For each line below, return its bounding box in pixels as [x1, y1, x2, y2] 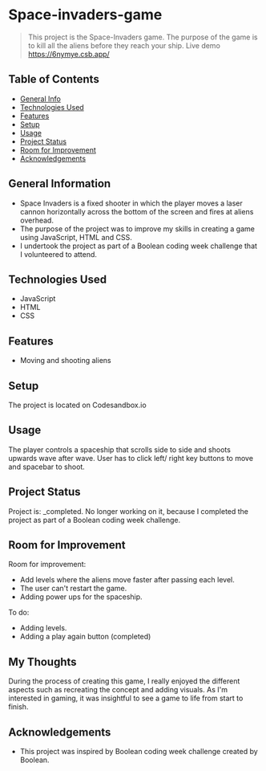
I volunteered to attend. [19, 249, 98, 259]
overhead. [19, 215, 54, 225]
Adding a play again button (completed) [19, 632, 151, 642]
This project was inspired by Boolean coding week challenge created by [19, 747, 258, 757]
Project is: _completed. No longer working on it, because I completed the [8, 506, 249, 516]
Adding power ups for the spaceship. [19, 592, 143, 602]
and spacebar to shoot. [8, 462, 86, 471]
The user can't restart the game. [19, 584, 127, 594]
